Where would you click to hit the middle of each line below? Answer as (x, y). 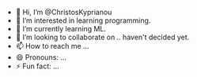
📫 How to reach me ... (52, 46)
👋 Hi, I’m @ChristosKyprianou (64, 12)
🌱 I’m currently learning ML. (61, 29)
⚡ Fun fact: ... (37, 66)
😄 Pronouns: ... (41, 57)
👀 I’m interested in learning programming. (83, 20)
